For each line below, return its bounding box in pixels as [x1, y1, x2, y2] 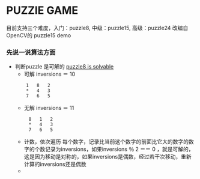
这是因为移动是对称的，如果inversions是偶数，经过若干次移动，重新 [23, 153, 192, 160]
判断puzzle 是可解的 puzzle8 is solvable [14, 63, 114, 70]
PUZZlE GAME [6, 4, 79, 17]
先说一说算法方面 [6, 48, 56, 56]
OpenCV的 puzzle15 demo [6, 31, 71, 39]
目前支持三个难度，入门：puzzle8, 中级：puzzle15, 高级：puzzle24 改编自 [6, 24, 189, 31]
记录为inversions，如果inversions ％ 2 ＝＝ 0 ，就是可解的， [44, 145, 194, 153]
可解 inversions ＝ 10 [23, 70, 76, 78]
